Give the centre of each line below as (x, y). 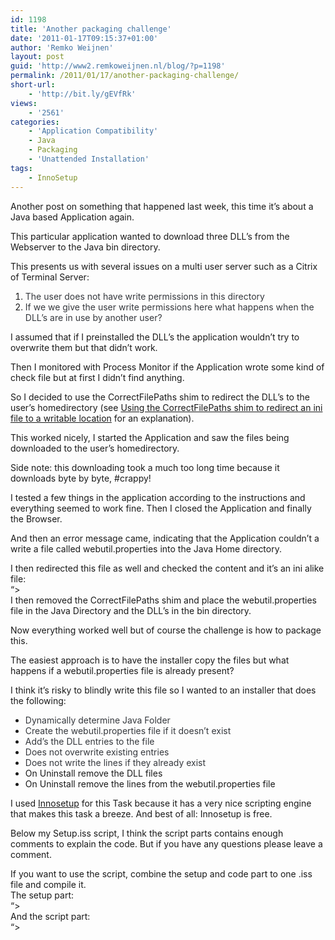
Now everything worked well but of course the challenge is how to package (166, 630)
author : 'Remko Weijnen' (62, 47)
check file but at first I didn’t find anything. (97, 377)
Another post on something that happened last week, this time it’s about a (162, 206)
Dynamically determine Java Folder (97, 720)
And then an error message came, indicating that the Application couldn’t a (165, 538)
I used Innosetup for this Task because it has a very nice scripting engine (161, 803)
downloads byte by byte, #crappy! (81, 478)
